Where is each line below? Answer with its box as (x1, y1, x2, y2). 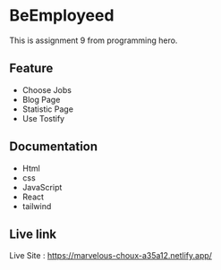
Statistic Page (21, 104, 74, 114)
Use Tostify (21, 113, 65, 123)
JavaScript (21, 181, 63, 192)
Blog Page (21, 94, 61, 105)
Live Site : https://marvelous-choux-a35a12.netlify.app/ (9, 250, 213, 261)
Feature (9, 61, 54, 76)
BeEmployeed (9, 5, 115, 26)
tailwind (21, 200, 52, 211)
